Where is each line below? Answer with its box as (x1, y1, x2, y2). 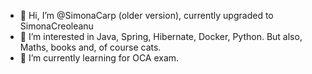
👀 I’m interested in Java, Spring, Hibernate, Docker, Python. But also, (19, 31, 303, 42)
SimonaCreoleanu (19, 20, 94, 32)
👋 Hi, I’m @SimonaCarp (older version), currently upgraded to (19, 10, 274, 21)
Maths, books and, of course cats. (19, 41, 162, 53)
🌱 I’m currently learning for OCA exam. (19, 52, 180, 64)
